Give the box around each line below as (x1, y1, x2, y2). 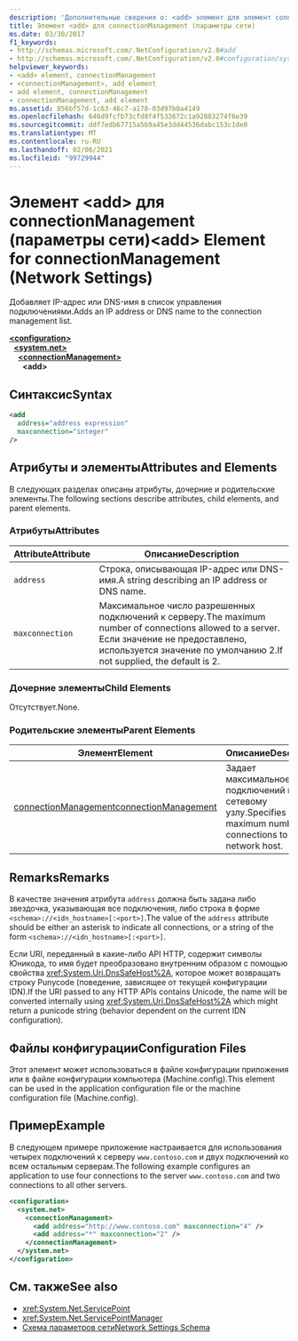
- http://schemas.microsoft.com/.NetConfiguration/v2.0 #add (9, 46, 237, 55)
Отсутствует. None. (9, 702, 80, 712)
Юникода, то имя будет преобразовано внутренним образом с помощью (9, 958, 288, 969)
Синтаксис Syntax (9, 387, 113, 402)
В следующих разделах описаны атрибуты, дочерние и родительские (9, 484, 276, 494)
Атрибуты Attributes (9, 525, 100, 537)
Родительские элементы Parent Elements (9, 724, 196, 736)
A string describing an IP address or (118, 574, 268, 586)
